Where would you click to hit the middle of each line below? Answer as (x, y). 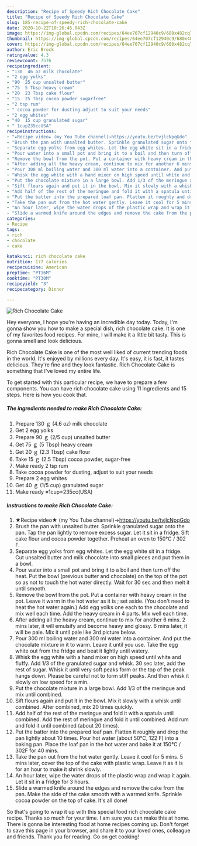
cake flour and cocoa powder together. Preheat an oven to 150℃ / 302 (101, 539)
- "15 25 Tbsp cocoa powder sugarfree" (57, 98)
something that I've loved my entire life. (54, 371)
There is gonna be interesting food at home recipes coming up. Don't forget (98, 824)
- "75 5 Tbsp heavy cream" (41, 88)
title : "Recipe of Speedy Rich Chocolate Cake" (66, 17)
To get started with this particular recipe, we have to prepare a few (87, 382)
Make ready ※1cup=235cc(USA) (54, 492)
